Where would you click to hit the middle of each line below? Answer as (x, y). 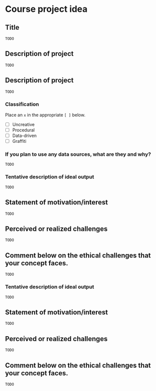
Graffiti (19, 141)
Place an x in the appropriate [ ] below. (45, 115)
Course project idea (46, 9)
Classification (22, 104)
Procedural (23, 130)
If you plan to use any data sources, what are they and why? (78, 154)
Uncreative (23, 124)
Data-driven (24, 136)
